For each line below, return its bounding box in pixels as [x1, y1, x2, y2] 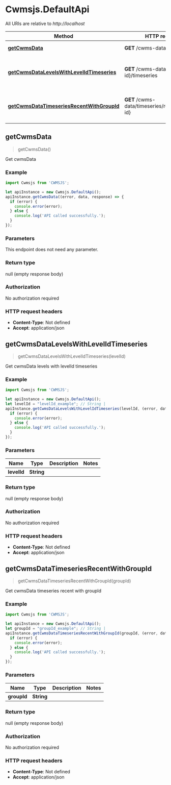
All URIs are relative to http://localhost [5, 20, 85, 27]
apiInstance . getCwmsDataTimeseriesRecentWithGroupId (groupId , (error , [5, 630, 158, 636]
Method [54, 32, 74, 39]
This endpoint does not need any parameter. [5, 247, 98, 253]
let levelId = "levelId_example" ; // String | [5, 401, 106, 406]
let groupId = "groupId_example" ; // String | [5, 626, 106, 631]
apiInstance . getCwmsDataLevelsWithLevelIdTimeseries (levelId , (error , [5, 406, 158, 411]
